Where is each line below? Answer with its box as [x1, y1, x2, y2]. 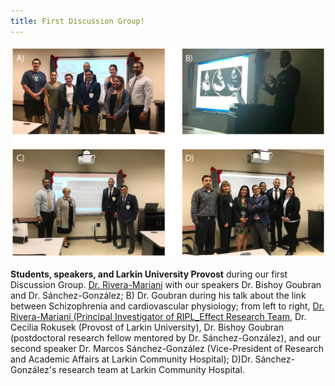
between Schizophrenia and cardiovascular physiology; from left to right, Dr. [10, 300, 325, 312]
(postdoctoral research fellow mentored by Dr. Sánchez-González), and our [10, 331, 322, 344]
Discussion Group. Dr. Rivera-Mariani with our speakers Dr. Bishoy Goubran [10, 278, 322, 290]
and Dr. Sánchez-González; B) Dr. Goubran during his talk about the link [10, 289, 307, 301]
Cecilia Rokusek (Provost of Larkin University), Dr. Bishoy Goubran [10, 321, 285, 333]
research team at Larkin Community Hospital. [58, 363, 245, 375]
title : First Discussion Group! [10, 16, 145, 26]
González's [10, 363, 57, 375]
